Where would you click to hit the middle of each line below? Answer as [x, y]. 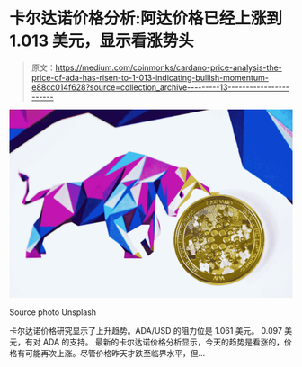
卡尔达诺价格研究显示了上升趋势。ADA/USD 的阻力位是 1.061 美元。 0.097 [146, 330]
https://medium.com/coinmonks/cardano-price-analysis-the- [169, 67]
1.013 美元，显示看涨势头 [102, 41]
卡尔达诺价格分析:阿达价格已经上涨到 [146, 18]
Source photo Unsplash [53, 312]
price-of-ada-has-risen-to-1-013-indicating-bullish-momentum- [150, 77]
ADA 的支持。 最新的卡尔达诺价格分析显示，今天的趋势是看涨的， [164, 342]
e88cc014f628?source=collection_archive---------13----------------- [160, 87]
